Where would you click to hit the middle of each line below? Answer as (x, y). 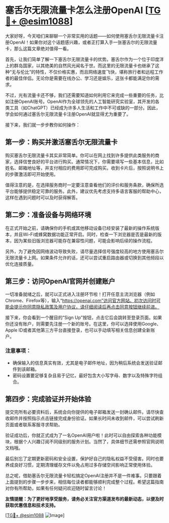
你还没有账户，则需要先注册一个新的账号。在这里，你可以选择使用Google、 (83, 324)
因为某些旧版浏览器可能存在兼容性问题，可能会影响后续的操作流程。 (84, 240)
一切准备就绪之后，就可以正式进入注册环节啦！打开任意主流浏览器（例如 (80, 294)
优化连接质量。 (21, 264)
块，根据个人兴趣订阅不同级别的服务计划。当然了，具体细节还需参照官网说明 (84, 442)
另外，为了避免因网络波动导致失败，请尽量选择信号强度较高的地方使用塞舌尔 (84, 251)
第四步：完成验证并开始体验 (48, 399)
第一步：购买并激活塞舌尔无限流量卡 (61, 142)
